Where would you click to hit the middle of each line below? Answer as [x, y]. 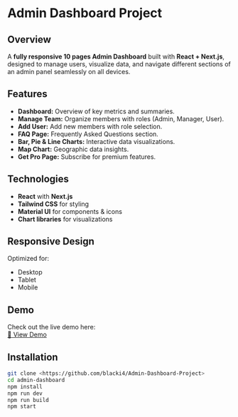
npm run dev [25, 393]
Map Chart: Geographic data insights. [73, 149]
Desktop [30, 272]
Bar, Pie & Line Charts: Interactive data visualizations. [96, 141]
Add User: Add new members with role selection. [90, 126]
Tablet [27, 280]
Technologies [38, 179]
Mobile [28, 287]
